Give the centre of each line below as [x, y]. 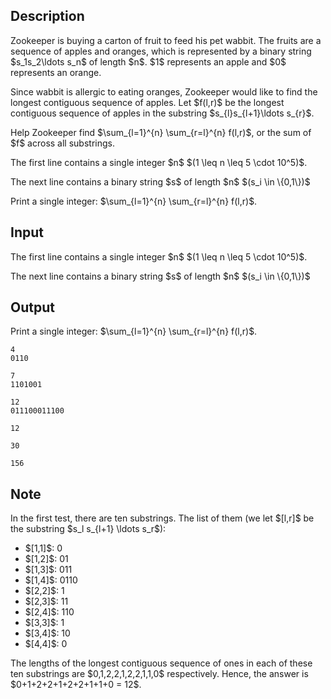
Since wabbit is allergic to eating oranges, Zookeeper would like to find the [164, 91]
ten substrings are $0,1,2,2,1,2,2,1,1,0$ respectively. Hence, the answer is [159, 674]
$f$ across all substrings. [62, 143]
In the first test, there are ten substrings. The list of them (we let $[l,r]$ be [162, 518]
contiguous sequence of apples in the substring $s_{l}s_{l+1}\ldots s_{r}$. [162, 113]
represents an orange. [56, 72]
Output [32, 307]
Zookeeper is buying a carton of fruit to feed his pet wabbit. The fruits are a [166, 40]
